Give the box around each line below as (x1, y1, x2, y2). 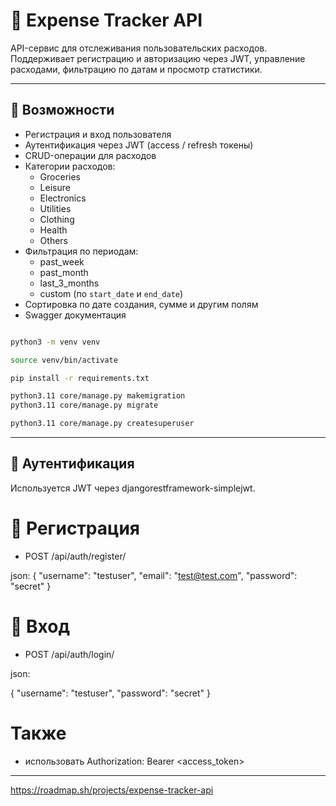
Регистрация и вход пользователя (24, 128, 172, 140)
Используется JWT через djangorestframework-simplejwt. (10, 482, 256, 494)
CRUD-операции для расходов (24, 149, 157, 161)
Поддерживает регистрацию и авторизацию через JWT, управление (10, 52, 306, 64)
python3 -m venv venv (10, 337, 101, 347)
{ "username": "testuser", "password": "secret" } (10, 687, 211, 699)
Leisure (39, 181, 71, 193)
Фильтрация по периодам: (24, 245, 139, 257)
